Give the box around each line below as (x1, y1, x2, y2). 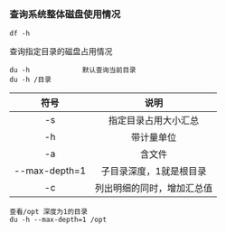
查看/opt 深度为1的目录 (9, 208, 89, 217)
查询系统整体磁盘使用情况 (9, 7, 121, 20)
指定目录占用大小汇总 (108, 115, 200, 127)
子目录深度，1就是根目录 (100, 165, 207, 178)
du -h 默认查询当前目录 (9, 66, 137, 75)
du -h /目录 (9, 75, 52, 85)
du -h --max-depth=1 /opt (9, 215, 107, 225)
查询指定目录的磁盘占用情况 (9, 46, 113, 57)
